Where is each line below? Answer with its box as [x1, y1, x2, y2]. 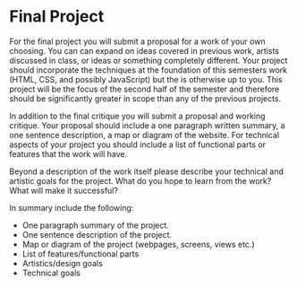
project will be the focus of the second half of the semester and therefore [9, 83, 280, 94]
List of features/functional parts [21, 248, 140, 259]
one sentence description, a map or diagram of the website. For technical [9, 129, 280, 140]
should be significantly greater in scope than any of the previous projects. [9, 92, 282, 104]
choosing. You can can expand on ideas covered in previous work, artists [9, 45, 280, 56]
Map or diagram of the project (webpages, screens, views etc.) [21, 239, 255, 249]
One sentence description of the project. [21, 229, 173, 239]
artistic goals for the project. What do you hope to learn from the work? [9, 175, 272, 186]
